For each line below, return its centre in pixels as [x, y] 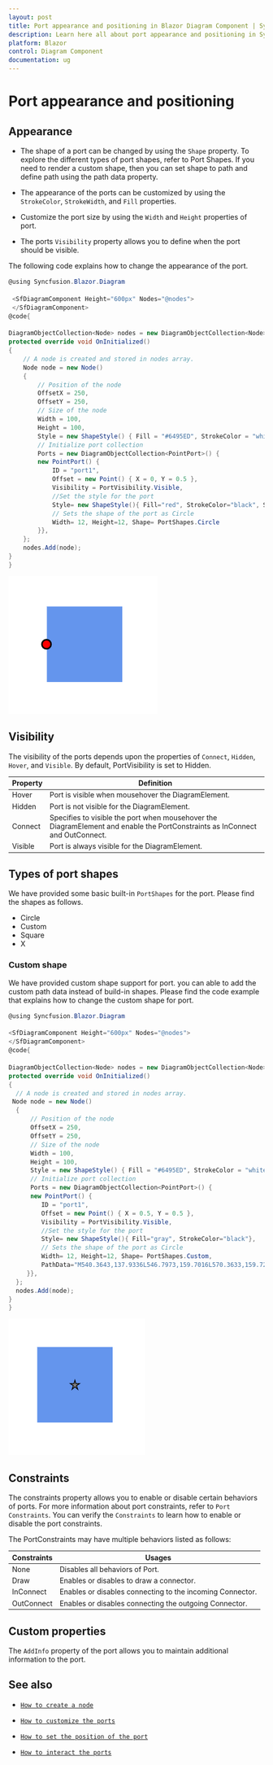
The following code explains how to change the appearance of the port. [128, 266]
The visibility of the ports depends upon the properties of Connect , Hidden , [132, 756]
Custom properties [57, 1631]
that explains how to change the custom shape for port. [101, 1000]
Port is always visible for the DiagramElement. [126, 846]
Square [32, 935]
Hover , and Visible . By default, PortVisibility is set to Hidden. [110, 765]
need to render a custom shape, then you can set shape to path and [134, 168]
